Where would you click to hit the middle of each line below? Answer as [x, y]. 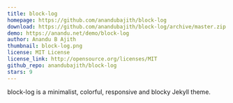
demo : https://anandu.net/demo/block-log [68, 33]
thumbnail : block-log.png [45, 46]
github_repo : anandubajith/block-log [62, 65]
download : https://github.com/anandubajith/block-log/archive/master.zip [117, 26]
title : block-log [32, 14]
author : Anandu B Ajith [42, 40]
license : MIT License [39, 53]
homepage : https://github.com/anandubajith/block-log [87, 20]
